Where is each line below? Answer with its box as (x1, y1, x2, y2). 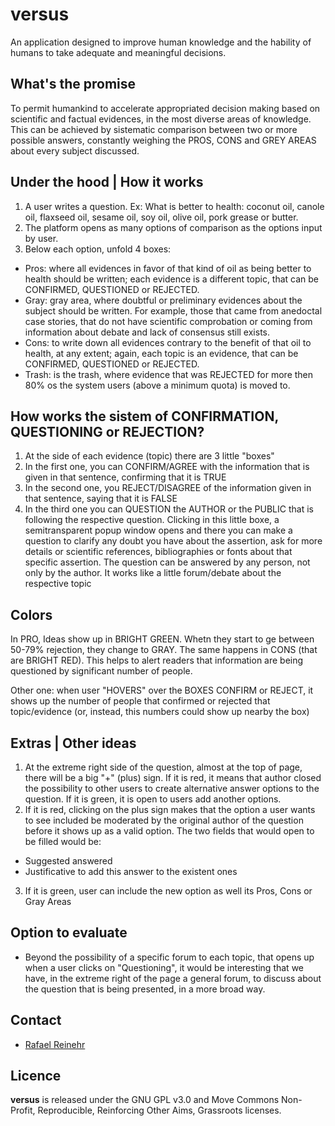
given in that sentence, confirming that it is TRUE (24, 471, 227, 483)
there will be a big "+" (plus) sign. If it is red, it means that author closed (24, 772, 322, 783)
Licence (10, 1068, 62, 1085)
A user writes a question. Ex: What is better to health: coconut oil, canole (24, 200, 325, 212)
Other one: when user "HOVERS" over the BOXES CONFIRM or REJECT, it (10, 684, 314, 697)
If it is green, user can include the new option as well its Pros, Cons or (24, 885, 313, 897)
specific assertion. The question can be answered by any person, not (24, 556, 311, 568)
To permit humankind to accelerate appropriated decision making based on (10, 102, 321, 114)
